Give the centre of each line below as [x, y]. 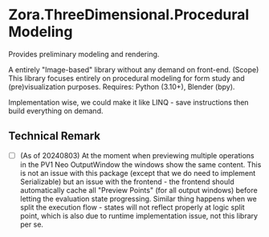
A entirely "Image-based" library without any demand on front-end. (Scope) [134, 69]
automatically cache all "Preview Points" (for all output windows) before [139, 190]
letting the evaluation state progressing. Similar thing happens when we [138, 198]
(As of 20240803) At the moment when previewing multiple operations [137, 155]
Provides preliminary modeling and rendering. [84, 54]
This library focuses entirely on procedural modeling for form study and [126, 78]
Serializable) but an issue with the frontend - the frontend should [127, 182]
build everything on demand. [56, 111]
